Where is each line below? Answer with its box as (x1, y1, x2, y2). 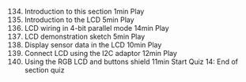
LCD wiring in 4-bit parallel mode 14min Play (24, 24, 169, 32)
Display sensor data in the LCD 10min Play (24, 40, 162, 50)
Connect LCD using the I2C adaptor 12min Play (24, 49, 177, 58)
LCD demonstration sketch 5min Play (24, 32, 146, 41)
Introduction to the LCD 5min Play (24, 15, 134, 24)
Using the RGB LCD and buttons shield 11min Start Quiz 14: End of (24, 57, 238, 66)
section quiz (24, 65, 65, 74)
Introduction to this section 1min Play (24, 7, 145, 16)
